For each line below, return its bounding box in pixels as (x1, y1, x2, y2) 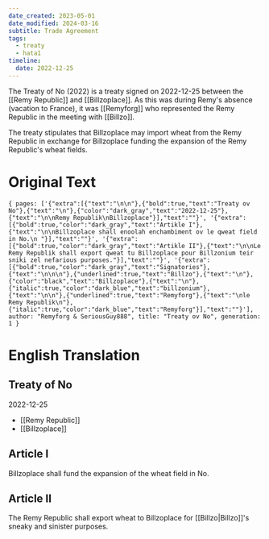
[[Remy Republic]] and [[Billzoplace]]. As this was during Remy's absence (8, 94, 253, 105)
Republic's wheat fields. (8, 144, 89, 154)
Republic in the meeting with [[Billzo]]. (8, 112, 135, 122)
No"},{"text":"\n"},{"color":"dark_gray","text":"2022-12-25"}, (8, 206, 229, 214)
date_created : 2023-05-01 (8, 11, 95, 20)
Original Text (8, 172, 97, 191)
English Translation (8, 346, 140, 364)
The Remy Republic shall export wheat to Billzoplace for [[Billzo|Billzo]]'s (8, 513, 250, 523)
